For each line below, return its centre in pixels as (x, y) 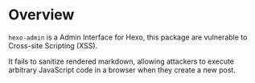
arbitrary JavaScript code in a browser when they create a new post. (122, 69)
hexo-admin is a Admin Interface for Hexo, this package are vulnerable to (128, 37)
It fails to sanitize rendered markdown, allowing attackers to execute (121, 61)
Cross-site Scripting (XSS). (53, 45)
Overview (41, 15)
